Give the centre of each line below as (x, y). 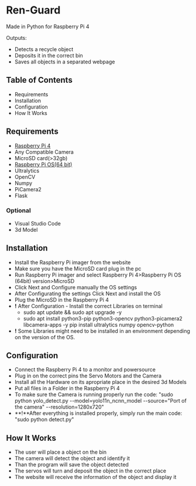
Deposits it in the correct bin (49, 55)
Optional (18, 211)
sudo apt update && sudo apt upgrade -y (72, 312)
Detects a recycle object (44, 49)
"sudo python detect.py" (44, 420)
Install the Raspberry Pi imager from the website (73, 262)
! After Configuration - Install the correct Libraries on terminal (88, 306)
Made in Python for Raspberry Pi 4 (48, 26)
